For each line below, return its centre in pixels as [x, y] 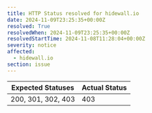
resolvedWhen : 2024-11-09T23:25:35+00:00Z [68, 33]
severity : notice [32, 45]
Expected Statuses [43, 88]
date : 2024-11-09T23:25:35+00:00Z [56, 20]
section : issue [29, 64]
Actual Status [104, 88]
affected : [21, 52]
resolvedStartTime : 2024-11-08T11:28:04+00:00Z [76, 39]
